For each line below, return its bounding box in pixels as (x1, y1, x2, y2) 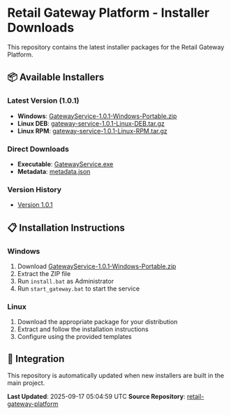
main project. (7, 379, 45, 387)
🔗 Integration (7, 353, 65, 365)
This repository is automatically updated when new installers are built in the (7, 372, 225, 380)
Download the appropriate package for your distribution (17, 318, 178, 326)
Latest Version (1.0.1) (7, 96, 80, 105)
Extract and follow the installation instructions (17, 325, 149, 333)
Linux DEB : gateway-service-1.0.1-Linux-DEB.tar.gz (17, 119, 165, 127)
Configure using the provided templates (17, 333, 132, 341)
